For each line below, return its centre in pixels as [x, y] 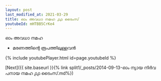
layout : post [19, 10]
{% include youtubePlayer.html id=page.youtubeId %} [61, 58]
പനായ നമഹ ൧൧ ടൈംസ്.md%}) [39, 73]
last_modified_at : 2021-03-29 [37, 14]
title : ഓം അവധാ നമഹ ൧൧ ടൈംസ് [42, 19]
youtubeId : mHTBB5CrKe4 [30, 24]
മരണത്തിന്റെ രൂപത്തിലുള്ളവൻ [44, 48]
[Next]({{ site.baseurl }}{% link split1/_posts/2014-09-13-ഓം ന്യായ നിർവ [80, 67]
